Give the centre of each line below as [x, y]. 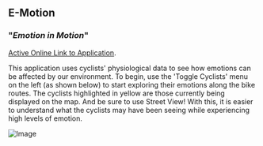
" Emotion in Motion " [49, 36]
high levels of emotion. [46, 118]
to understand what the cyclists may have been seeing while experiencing [129, 110]
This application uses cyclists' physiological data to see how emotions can [130, 68]
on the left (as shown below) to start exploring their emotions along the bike [132, 84]
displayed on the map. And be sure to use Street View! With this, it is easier [131, 101]
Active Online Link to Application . [62, 52]
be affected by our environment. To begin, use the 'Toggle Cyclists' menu [128, 76]
